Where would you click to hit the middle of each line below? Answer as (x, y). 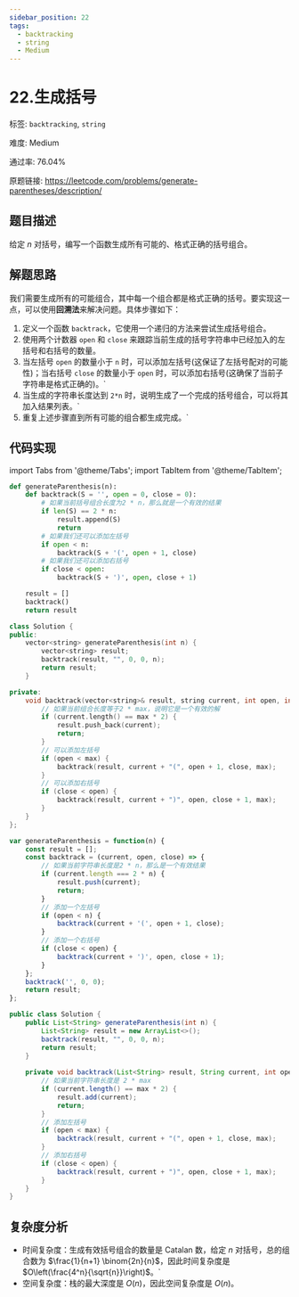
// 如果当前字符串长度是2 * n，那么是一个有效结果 (124, 866)
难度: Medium (34, 143)
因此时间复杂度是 (199, 1261)
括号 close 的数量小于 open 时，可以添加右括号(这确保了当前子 (170, 373)
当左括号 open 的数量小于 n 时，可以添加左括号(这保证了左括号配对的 (147, 361)
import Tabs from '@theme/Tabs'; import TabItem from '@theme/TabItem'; (146, 470)
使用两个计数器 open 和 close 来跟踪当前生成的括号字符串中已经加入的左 (154, 339)
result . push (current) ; (99, 882)
